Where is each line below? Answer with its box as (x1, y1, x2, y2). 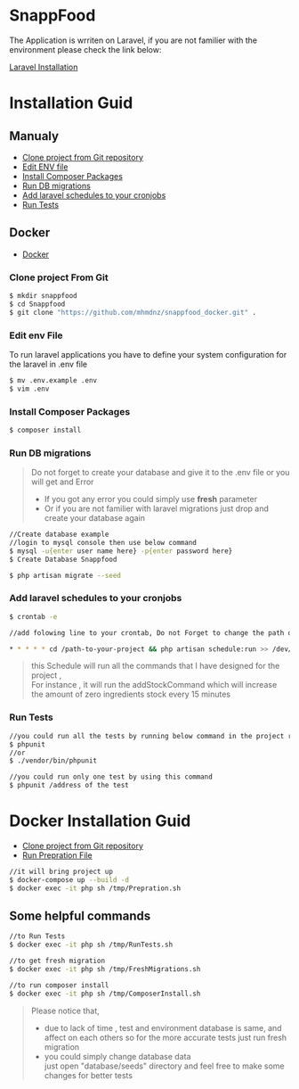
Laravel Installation (9, 62, 78, 72)
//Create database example (9, 530, 109, 540)
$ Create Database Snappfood (9, 555, 117, 564)
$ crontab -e (9, 612, 58, 621)
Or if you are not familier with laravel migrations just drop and (44, 503, 270, 514)
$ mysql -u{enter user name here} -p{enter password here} (9, 546, 233, 556)
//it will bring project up (9, 867, 114, 876)
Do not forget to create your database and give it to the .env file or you (30, 467, 290, 478)
